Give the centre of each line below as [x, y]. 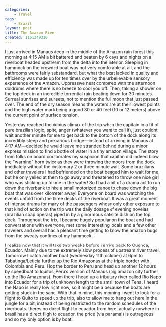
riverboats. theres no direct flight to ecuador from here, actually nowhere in [82, 308]
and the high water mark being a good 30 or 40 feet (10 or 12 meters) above [83, 109]
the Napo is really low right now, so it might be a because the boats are [78, 287]
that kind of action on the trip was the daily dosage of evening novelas [77, 209]
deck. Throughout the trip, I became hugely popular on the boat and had [79, 220]
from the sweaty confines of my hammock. [49, 235]
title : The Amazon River [31, 33]
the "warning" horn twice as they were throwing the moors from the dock [80, 162]
